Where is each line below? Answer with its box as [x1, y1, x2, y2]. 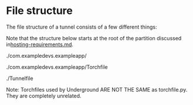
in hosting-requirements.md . [6, 41, 74, 48]
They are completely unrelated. [6, 92, 82, 99]
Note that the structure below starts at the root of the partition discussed [6, 34, 182, 41]
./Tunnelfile [6, 75, 33, 82]
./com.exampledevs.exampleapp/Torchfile [6, 63, 108, 71]
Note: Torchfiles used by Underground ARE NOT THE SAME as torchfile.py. [6, 86, 188, 93]
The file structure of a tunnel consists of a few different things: [6, 23, 157, 30]
